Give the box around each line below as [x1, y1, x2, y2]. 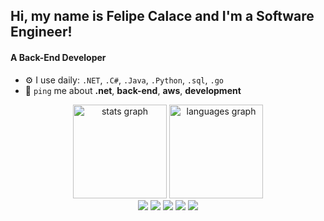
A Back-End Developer [10, 51, 107, 63]
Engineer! [10, 24, 73, 41]
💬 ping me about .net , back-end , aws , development [24, 84, 242, 96]
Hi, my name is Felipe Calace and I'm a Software [10, 8, 315, 25]
